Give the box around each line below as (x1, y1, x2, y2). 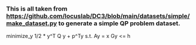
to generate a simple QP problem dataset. (58, 19, 181, 27)
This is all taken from (6, 5, 68, 13)
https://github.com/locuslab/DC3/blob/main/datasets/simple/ (6, 12, 190, 20)
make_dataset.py (6, 19, 58, 27)
